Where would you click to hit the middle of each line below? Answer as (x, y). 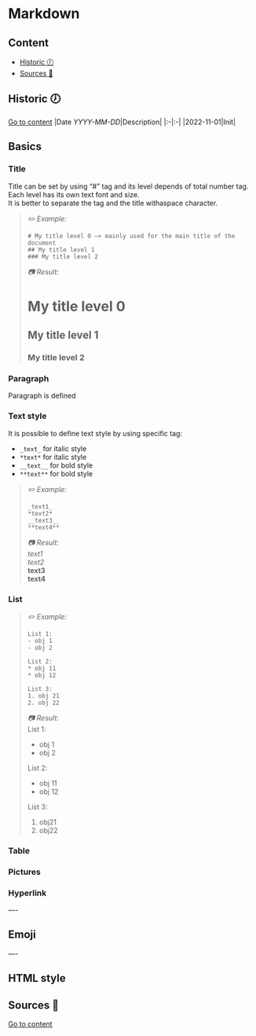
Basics (25, 147)
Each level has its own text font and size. (74, 194)
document (42, 243)
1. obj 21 (44, 696)
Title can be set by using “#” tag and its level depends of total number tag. (128, 186)
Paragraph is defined (42, 396)
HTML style (37, 978)
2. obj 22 (44, 703)
